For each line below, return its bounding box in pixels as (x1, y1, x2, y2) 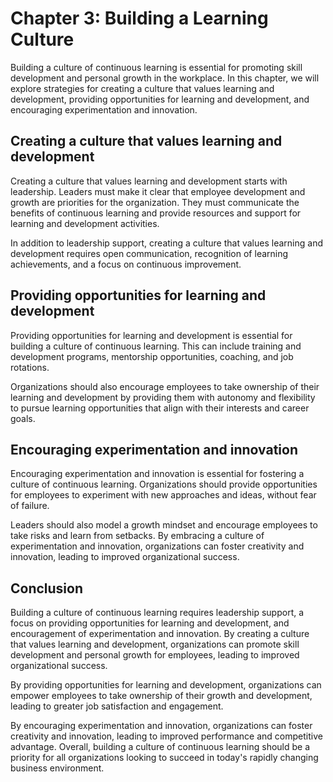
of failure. (10, 500, 50, 512)
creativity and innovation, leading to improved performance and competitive (10, 730, 323, 742)
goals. (10, 412, 36, 424)
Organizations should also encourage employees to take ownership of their (10, 380, 320, 392)
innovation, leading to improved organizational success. (10, 551, 240, 563)
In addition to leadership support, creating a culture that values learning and (10, 237, 323, 249)
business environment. (10, 762, 105, 774)
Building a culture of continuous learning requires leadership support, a (10, 607, 305, 619)
